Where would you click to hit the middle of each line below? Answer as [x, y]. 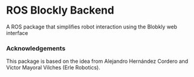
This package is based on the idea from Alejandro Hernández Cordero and [97, 61]
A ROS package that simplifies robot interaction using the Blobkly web [92, 27]
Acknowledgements [36, 48]
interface [17, 33]
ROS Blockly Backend [60, 10]
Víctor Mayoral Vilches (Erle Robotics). [53, 68]
